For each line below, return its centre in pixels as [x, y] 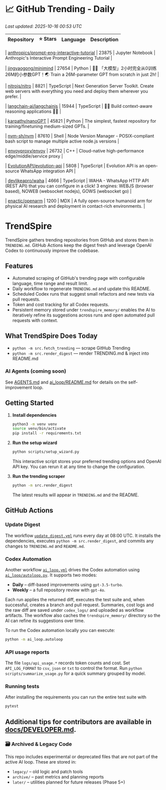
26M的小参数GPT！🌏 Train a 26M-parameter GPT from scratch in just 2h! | [82, 74]
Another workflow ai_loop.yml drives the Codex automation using [72, 569]
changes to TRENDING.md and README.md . [45, 546]
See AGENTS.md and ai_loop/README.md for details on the [66, 382]
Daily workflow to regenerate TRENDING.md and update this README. [82, 289]
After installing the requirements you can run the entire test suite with [76, 697]
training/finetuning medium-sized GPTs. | [47, 126]
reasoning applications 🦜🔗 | [33, 111]
